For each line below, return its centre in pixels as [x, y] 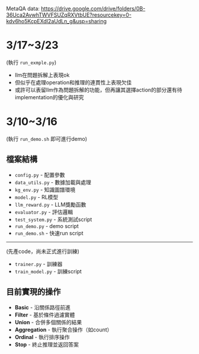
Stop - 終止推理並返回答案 [46, 344]
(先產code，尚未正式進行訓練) [43, 251]
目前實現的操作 [33, 292]
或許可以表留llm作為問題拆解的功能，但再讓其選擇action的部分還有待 [98, 90]
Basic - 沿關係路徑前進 [43, 307]
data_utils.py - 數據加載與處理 [53, 182]
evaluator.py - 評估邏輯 [44, 212]
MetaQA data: [23, 9]
